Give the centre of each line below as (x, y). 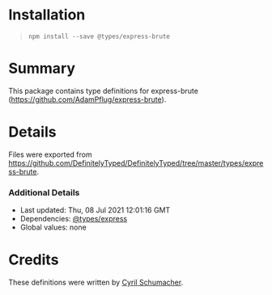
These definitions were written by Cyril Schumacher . (96, 282)
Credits (34, 260)
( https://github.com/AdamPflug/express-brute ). (87, 99)
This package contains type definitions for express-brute (103, 91)
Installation (47, 15)
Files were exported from (50, 154)
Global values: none (53, 227)
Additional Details (44, 192)
